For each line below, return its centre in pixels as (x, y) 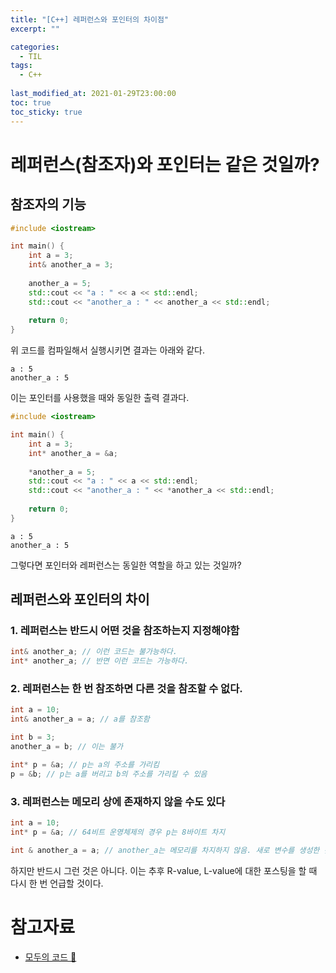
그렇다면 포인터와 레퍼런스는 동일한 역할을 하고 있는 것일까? (126, 565)
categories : (35, 47)
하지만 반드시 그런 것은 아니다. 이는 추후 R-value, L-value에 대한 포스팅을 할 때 (164, 870)
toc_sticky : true (46, 112)
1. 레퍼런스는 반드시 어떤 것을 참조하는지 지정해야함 (125, 631)
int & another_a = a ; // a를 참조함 (80, 719)
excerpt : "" (35, 29)
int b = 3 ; (33, 737)
